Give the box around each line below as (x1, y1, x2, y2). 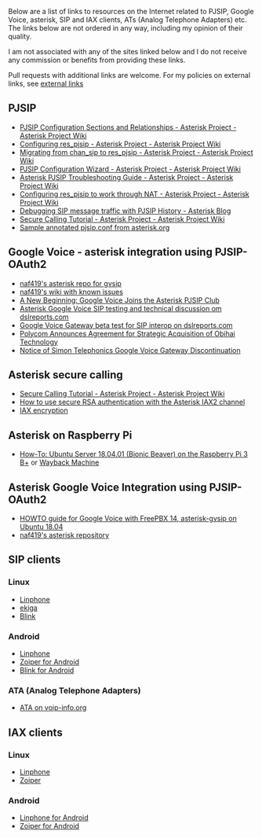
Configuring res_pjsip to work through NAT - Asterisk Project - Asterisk (19, 189, 249, 199)
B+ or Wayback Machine (19, 458, 100, 467)
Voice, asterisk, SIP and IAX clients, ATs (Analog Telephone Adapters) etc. (8, 15, 247, 24)
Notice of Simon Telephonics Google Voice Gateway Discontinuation (19, 345, 241, 355)
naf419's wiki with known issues (19, 287, 124, 296)
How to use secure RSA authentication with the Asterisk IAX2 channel (19, 397, 246, 407)
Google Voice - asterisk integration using (8, 245, 213, 259)
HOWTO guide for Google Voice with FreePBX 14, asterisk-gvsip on (19, 514, 238, 524)
